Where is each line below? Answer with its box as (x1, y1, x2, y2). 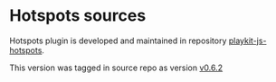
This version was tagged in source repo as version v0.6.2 (9, 62, 224, 73)
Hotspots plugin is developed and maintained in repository (9, 35, 227, 46)
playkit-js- (228, 35, 267, 46)
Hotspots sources (9, 5, 147, 26)
